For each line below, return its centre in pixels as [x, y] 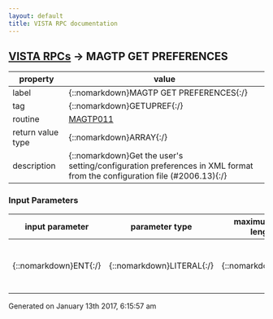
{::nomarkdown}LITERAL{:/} [161, 265]
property [37, 80]
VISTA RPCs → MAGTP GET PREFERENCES [119, 56]
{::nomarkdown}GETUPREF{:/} [126, 106]
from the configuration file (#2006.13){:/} [148, 176]
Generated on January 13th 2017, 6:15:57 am [82, 306]
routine [26, 119]
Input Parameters [43, 200]
